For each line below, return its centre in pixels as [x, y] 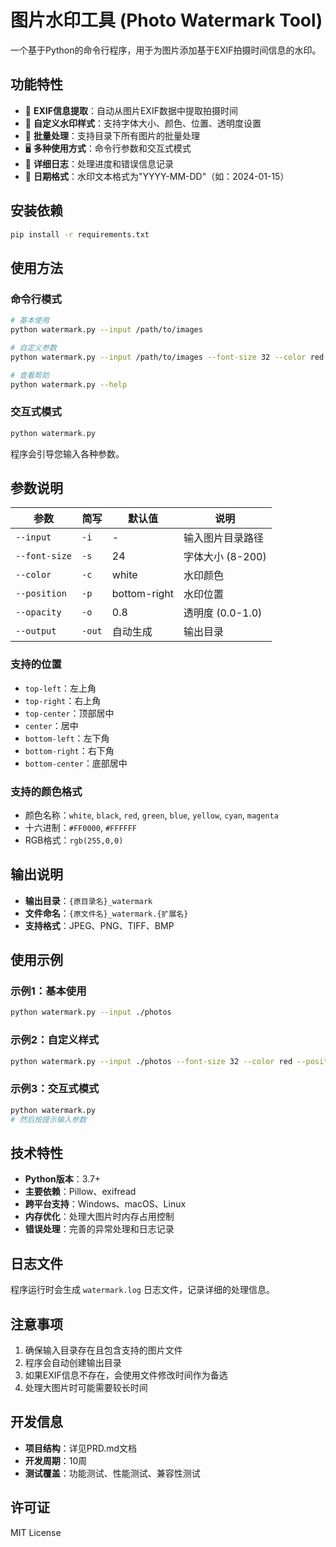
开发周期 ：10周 [56, 1460]
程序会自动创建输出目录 [73, 1362]
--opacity [38, 612]
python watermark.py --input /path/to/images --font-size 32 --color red [167, 357]
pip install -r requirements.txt [80, 234]
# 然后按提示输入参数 [48, 1119]
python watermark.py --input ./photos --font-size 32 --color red [151, 1061]
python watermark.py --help [69, 384]
